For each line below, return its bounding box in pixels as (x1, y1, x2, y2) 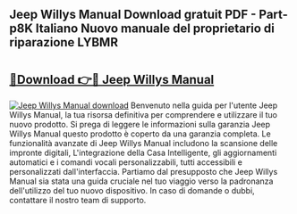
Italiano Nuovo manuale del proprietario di (35, 21, 275, 37)
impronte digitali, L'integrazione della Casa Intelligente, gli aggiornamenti (9, 147, 277, 158)
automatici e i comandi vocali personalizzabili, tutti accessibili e (9, 157, 243, 168)
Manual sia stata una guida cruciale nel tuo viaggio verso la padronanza (9, 176, 274, 186)
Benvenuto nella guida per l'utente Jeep (131, 100, 278, 111)
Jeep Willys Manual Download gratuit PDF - (9, 7, 257, 22)
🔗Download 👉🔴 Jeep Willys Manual (9, 71, 215, 87)
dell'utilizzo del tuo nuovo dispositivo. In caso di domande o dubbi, (9, 185, 255, 195)
